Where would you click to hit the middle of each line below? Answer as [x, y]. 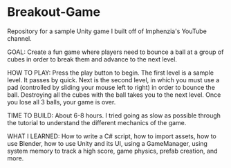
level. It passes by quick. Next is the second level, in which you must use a [113, 80]
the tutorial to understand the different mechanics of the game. [97, 122]
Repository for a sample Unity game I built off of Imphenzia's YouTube [107, 31]
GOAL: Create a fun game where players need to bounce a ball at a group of [115, 52]
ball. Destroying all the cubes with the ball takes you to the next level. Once [114, 95]
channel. [20, 38]
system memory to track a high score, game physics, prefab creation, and [112, 151]
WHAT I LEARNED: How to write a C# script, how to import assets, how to [112, 136]
